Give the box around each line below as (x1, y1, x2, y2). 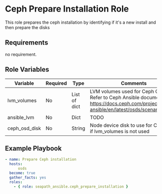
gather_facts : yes (9, 175, 47, 180)
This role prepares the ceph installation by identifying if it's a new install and (5, 19, 156, 25)
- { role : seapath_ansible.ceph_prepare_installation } (13, 184, 129, 189)
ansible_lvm (7, 114, 35, 120)
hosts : (9, 162, 23, 166)
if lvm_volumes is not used (90, 128, 149, 134)
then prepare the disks (5, 24, 50, 30)
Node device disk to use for (90, 122, 153, 129)
